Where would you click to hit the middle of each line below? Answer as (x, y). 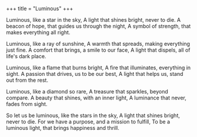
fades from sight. (27, 104)
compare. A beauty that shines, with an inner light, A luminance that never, (96, 98)
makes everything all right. (38, 32)
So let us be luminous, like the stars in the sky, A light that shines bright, (93, 115)
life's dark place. (26, 56)
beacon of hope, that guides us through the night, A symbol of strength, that (98, 26)
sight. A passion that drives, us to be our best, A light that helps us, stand (95, 74)
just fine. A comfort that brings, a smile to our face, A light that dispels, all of (98, 50)
